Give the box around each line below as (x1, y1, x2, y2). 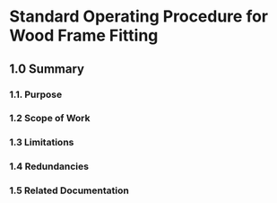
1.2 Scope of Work (9, 112, 91, 125)
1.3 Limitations (9, 137, 74, 149)
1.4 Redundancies (9, 160, 90, 172)
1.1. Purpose (9, 88, 63, 101)
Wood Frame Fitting (9, 25, 159, 46)
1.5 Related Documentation (9, 184, 130, 197)
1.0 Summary (9, 61, 85, 76)
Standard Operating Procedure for (9, 6, 269, 27)
